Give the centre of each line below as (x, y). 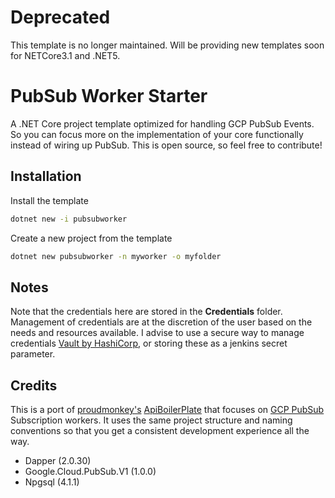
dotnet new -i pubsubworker (69, 219)
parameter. (33, 354)
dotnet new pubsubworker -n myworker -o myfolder (116, 256)
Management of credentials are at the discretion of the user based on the (161, 322)
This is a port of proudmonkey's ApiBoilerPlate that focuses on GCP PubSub (167, 410)
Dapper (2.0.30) (58, 461)
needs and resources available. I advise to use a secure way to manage (157, 333)
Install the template (49, 200)
